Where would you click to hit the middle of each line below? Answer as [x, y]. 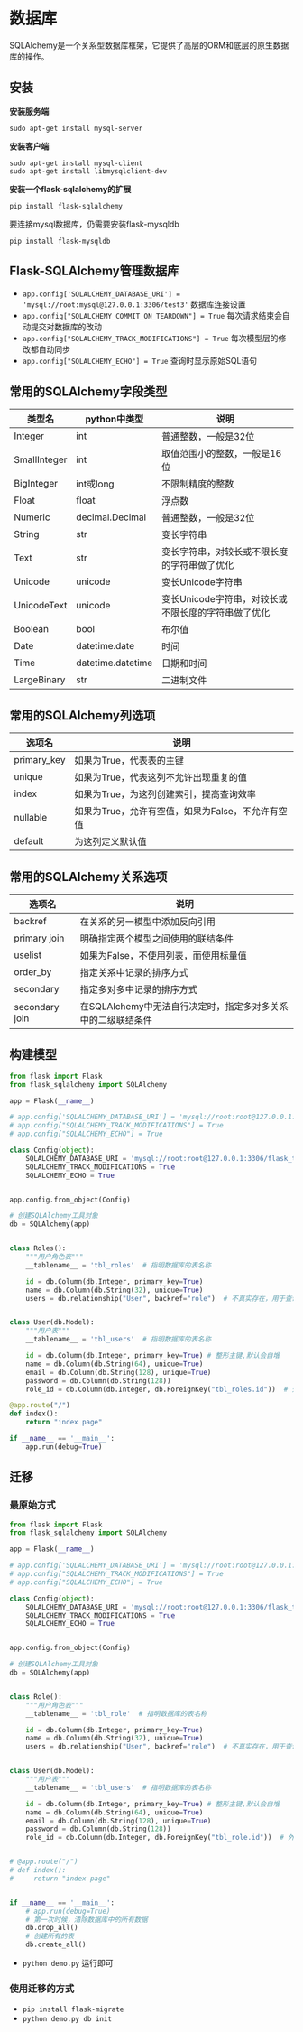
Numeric [32, 517]
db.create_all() [56, 1945]
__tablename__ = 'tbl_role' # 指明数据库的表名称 [116, 1713]
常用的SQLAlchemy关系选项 [88, 877]
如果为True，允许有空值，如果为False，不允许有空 [181, 812]
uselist [28, 955]
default [29, 841]
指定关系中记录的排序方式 [134, 973]
